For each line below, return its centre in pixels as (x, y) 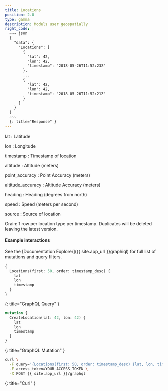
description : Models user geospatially (47, 24)
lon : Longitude (21, 146)
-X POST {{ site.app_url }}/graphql (48, 374)
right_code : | (20, 29)
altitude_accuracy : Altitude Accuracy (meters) (53, 185)
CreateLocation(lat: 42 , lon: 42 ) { (48, 317)
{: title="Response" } (33, 122)
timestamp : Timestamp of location (41, 156)
